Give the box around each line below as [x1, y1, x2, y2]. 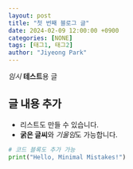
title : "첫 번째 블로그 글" [8, 19, 90, 27]
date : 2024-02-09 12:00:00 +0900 [8, 26, 119, 34]
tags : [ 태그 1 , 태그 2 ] [8, 41, 73, 49]
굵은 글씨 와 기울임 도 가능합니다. [19, 129, 118, 140]
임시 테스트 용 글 [8, 72, 58, 81]
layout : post [8, 11, 52, 20]
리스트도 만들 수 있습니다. [19, 120, 100, 129]
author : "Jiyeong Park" [8, 49, 88, 57]
